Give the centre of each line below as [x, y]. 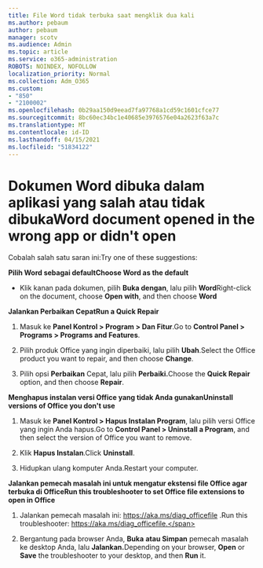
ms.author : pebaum [38, 23]
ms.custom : [26, 88]
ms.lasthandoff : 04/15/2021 [54, 139]
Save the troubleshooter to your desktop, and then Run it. [113, 555]
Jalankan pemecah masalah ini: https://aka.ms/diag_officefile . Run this [133, 515]
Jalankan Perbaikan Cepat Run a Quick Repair [84, 312]
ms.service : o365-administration [63, 60]
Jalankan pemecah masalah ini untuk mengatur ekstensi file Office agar [128, 483]
